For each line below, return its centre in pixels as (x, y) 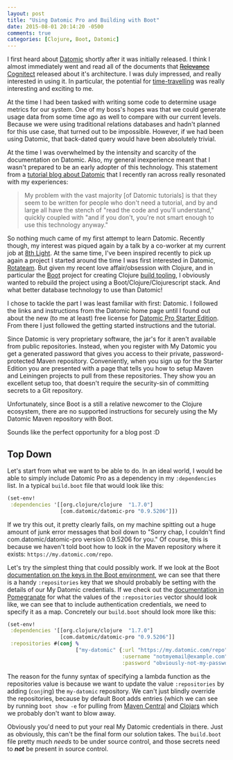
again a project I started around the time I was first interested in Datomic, (111, 260)
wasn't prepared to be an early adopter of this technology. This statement (113, 167)
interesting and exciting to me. (50, 89)
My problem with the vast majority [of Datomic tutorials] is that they (120, 196)
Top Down (29, 454)
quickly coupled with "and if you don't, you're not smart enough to (119, 218)
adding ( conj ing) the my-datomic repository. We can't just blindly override (111, 691)
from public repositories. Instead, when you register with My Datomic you (112, 346)
